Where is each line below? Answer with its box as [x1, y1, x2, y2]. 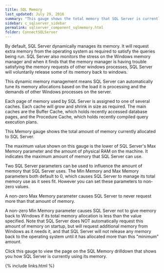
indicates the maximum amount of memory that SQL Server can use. [5, 154, 143, 159]
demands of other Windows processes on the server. [5, 89, 112, 95]
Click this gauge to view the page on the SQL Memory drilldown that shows [5, 248, 157, 254]
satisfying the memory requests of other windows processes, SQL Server [5, 64, 153, 70]
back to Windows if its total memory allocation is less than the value [5, 213, 142, 218]
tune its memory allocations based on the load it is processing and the [5, 84, 146, 89]
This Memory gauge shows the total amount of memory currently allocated [5, 129, 156, 134]
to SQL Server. [5, 134, 35, 139]
